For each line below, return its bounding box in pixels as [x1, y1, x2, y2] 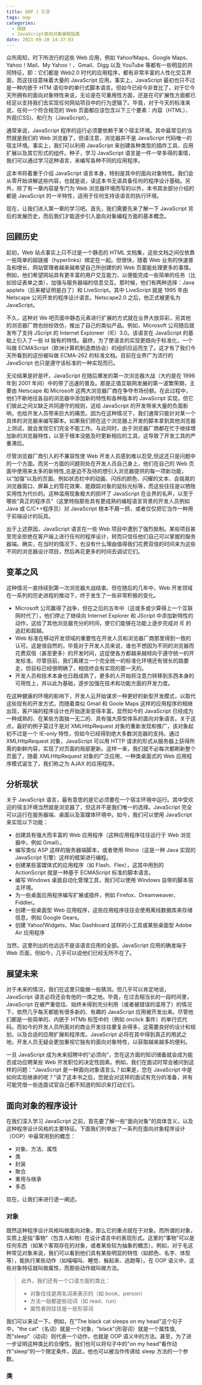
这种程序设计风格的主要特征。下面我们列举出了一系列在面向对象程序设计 [6, 1125, 185, 1133]
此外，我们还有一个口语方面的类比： [20, 1277, 111, 1285]
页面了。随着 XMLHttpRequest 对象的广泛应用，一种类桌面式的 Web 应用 [6, 752, 187, 759]
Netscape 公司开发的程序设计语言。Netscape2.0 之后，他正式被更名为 [6, 294, 181, 301]
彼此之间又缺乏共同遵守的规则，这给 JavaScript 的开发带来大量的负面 [11, 402, 183, 409]
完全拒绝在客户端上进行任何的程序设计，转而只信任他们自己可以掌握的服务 [11, 532, 196, 540]
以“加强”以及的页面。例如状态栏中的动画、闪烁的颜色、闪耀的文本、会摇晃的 [6, 475, 195, 482]
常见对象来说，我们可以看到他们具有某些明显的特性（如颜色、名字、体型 [11, 1249, 191, 1256]
